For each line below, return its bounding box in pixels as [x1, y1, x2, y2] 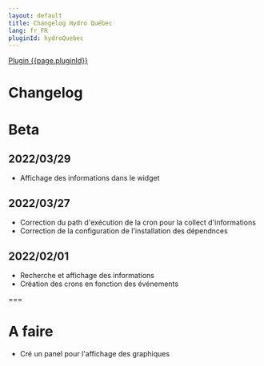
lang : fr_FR [8, 26, 48, 34]
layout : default [8, 11, 62, 20]
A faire [8, 323, 54, 340]
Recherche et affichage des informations [19, 271, 154, 280]
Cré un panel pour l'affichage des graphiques [19, 349, 170, 358]
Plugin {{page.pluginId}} [8, 56, 88, 66]
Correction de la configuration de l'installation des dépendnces [19, 226, 228, 236]
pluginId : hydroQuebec [8, 34, 84, 42]
